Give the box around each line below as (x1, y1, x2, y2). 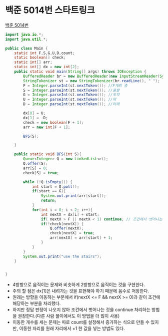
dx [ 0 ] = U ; (23, 111, 46, 116)
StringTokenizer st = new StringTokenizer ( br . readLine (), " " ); (23, 78, 160, 83)
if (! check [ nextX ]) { (40, 221, 84, 226)
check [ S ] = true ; (23, 170, 59, 175)
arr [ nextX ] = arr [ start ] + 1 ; (49, 235, 113, 240)
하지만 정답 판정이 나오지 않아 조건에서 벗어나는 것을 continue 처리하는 (12, 306, 151, 313)
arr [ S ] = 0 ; (23, 166, 48, 171)
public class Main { (5, 46, 48, 51)
